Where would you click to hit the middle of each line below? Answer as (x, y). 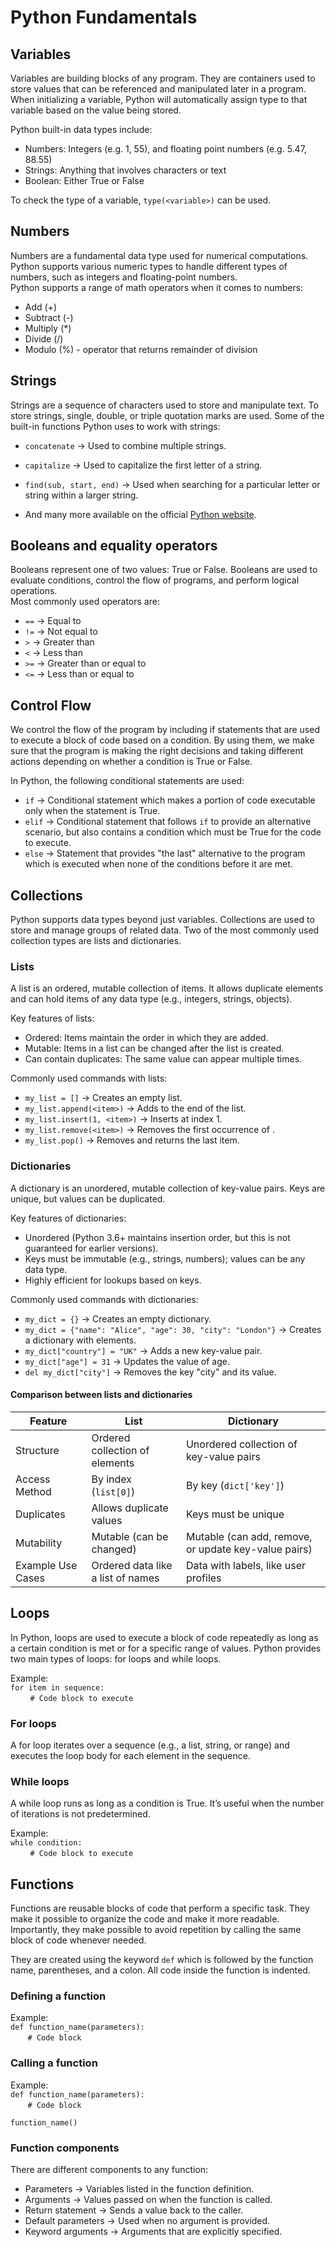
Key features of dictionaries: (68, 1218)
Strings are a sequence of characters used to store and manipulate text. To (164, 405)
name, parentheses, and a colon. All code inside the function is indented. (160, 1970)
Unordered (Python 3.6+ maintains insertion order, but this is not (157, 1237)
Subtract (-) (49, 317)
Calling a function (54, 2063)
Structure (37, 1450)
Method (33, 1491)
